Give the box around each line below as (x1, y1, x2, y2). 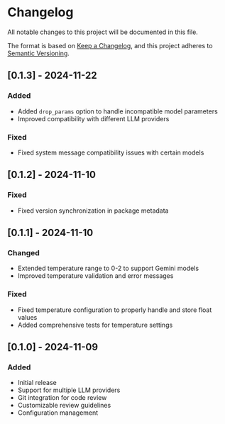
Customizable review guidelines (17, 401, 111, 410)
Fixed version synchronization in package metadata (17, 206, 169, 215)
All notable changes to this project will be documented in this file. (7, 28, 199, 36)
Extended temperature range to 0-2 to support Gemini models (17, 264, 199, 273)
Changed (7, 247, 40, 257)
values (17, 313, 38, 321)
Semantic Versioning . (7, 49, 70, 57)
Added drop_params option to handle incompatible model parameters (17, 107, 218, 116)
